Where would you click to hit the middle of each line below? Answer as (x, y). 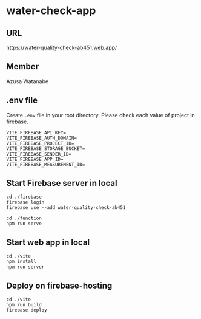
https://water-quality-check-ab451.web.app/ (62, 47)
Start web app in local (48, 242)
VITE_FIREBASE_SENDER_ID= (39, 154)
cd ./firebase (24, 197)
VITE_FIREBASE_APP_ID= (35, 159)
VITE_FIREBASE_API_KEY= (36, 132)
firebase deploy (27, 310)
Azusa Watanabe (28, 81)
